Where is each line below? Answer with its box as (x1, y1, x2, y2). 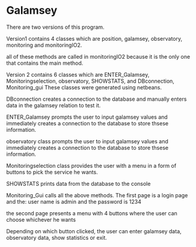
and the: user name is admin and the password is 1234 (6, 198, 141, 205)
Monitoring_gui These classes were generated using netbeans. (6, 83, 162, 91)
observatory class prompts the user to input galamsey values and (6, 137, 168, 144)
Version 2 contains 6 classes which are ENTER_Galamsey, (6, 71, 150, 78)
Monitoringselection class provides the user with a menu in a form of (6, 162, 177, 169)
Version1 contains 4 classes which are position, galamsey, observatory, (6, 35, 183, 42)
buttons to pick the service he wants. (6, 168, 98, 176)
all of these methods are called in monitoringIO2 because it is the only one (6, 53, 191, 60)
